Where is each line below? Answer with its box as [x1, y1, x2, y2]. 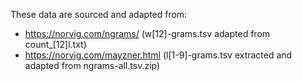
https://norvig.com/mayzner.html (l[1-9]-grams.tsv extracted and [24, 49, 293, 61]
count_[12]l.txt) [24, 39, 87, 50]
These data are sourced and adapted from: [10, 9, 188, 20]
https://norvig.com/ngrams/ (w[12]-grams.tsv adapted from [24, 28, 271, 39]
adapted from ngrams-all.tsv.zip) [24, 60, 161, 71]
